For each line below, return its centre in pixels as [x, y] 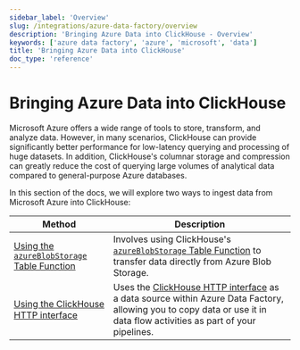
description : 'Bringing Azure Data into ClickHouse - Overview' [131, 34]
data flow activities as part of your [184, 321]
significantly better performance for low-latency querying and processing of [150, 146]
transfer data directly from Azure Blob [192, 262]
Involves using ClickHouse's [172, 239]
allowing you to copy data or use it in [190, 309]
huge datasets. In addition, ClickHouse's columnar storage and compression [150, 156]
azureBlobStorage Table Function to [187, 250]
